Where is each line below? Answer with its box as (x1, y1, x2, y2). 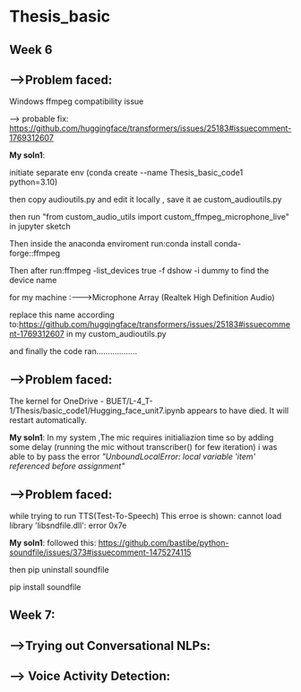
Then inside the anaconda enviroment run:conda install (9, 238, 213, 249)
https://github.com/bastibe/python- (98, 538, 229, 549)
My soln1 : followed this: (9, 538, 97, 549)
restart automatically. (9, 415, 88, 426)
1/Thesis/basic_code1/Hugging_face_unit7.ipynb (9, 405, 185, 416)
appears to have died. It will (186, 405, 289, 416)
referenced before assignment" (9, 461, 125, 471)
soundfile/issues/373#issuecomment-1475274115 (9, 547, 192, 558)
